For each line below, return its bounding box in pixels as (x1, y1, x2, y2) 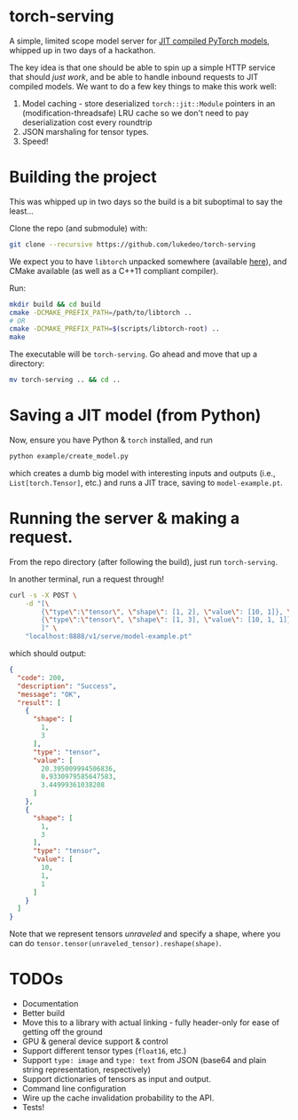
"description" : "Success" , (17, 681, 117, 691)
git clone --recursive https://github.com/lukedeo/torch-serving (9, 239, 255, 249)
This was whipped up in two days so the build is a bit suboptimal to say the (9, 196, 283, 207)
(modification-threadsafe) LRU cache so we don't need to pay (21, 107, 249, 118)
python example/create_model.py (9, 451, 129, 460)
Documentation (21, 999, 79, 1009)
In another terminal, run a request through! (9, 574, 165, 584)
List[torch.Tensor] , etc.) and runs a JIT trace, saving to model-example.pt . (9, 477, 284, 488)
